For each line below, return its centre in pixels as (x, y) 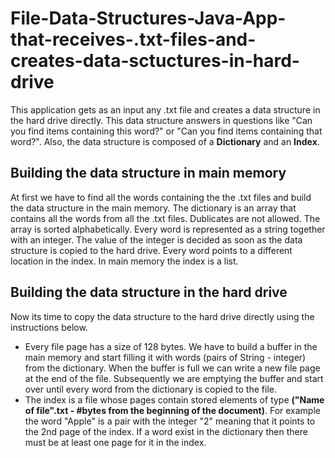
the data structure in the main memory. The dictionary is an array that (153, 208)
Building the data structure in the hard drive (149, 292)
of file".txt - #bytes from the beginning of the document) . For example (172, 410)
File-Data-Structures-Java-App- (148, 18)
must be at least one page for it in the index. (115, 442)
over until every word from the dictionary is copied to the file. (150, 389)
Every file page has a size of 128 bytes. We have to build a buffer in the (171, 346)
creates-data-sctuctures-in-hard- (155, 61)
